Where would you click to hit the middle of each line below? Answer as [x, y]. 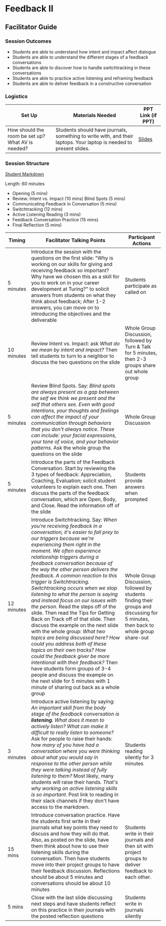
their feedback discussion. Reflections [76, 871]
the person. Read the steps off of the [74, 607]
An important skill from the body [69, 708]
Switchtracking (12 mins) [37, 209]
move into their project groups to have [75, 865]
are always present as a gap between [75, 392]
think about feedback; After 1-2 [68, 302]
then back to [139, 625]
